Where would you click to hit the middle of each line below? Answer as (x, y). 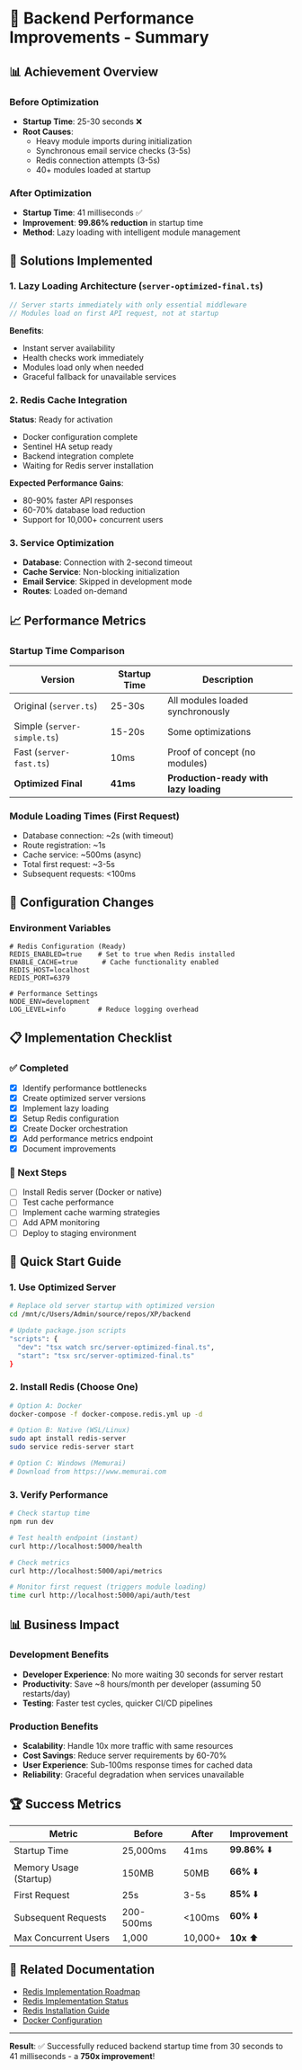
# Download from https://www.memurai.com (88, 1471)
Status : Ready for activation (62, 419)
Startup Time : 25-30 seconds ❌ (82, 121)
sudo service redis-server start (72, 1447)
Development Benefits (59, 1654)
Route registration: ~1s (64, 846)
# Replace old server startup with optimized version (112, 1306)
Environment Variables (60, 927)
